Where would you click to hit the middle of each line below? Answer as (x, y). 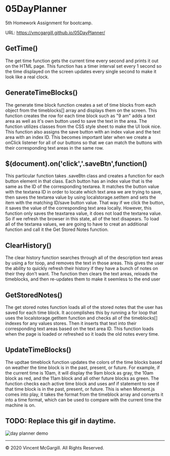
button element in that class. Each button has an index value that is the (79, 181)
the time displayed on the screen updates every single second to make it (81, 71)
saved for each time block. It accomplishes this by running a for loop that (81, 312)
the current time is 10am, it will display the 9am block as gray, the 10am (79, 373)
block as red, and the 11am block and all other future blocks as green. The (82, 378)
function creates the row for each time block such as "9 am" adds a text (80, 116)
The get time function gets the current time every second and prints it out (82, 61)
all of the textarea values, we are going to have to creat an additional (77, 224)
